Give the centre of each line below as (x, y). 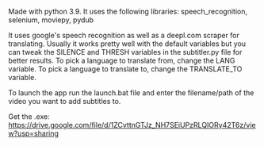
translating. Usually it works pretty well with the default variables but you (127, 44)
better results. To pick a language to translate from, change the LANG (122, 60)
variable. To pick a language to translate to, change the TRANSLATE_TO (125, 69)
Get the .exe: (29, 117)
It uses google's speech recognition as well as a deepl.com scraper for (124, 35)
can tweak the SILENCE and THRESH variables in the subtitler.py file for (125, 52)
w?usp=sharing (34, 133)
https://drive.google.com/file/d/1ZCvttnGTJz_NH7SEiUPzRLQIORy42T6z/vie (132, 125)
